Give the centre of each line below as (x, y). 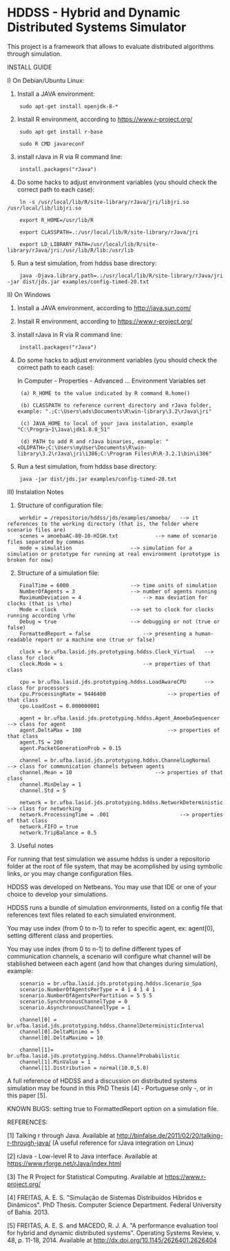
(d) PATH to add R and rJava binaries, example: (92, 441)
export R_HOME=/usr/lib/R (57, 220)
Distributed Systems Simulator (97, 27)
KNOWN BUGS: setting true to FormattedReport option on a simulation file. (113, 1108)
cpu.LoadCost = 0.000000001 (60, 706)
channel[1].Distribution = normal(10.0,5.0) (84, 1068)
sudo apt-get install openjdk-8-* (69, 106)
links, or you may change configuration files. (70, 873)
